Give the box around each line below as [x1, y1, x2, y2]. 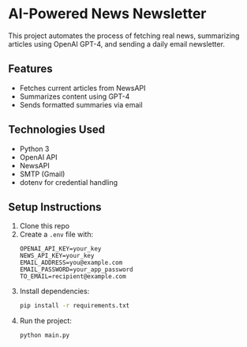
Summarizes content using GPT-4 [19, 92, 130, 101]
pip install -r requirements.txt [19, 302, 130, 310]
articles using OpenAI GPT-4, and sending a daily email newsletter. [8, 39, 225, 48]
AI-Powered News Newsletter [8, 5, 207, 23]
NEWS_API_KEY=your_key [19, 252, 95, 260]
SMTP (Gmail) [19, 169, 65, 179]
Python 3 [19, 144, 50, 153]
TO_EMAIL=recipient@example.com [19, 273, 126, 281]
